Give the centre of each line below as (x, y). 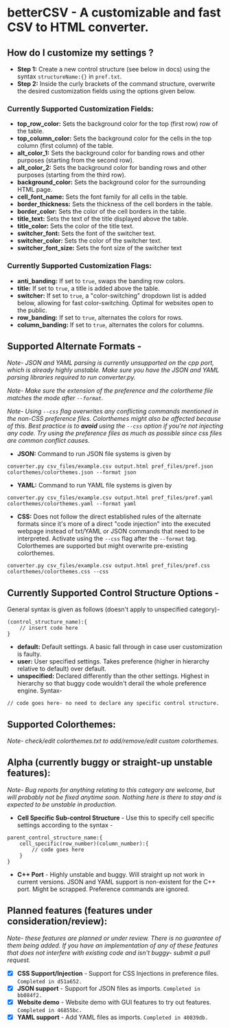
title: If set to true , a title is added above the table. (88, 288)
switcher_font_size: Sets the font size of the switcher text (99, 248)
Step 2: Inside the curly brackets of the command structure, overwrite (116, 84)
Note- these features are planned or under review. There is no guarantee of (114, 938)
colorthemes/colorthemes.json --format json (72, 472)
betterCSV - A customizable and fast (114, 13)
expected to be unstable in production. (62, 804)
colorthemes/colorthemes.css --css (58, 572)
